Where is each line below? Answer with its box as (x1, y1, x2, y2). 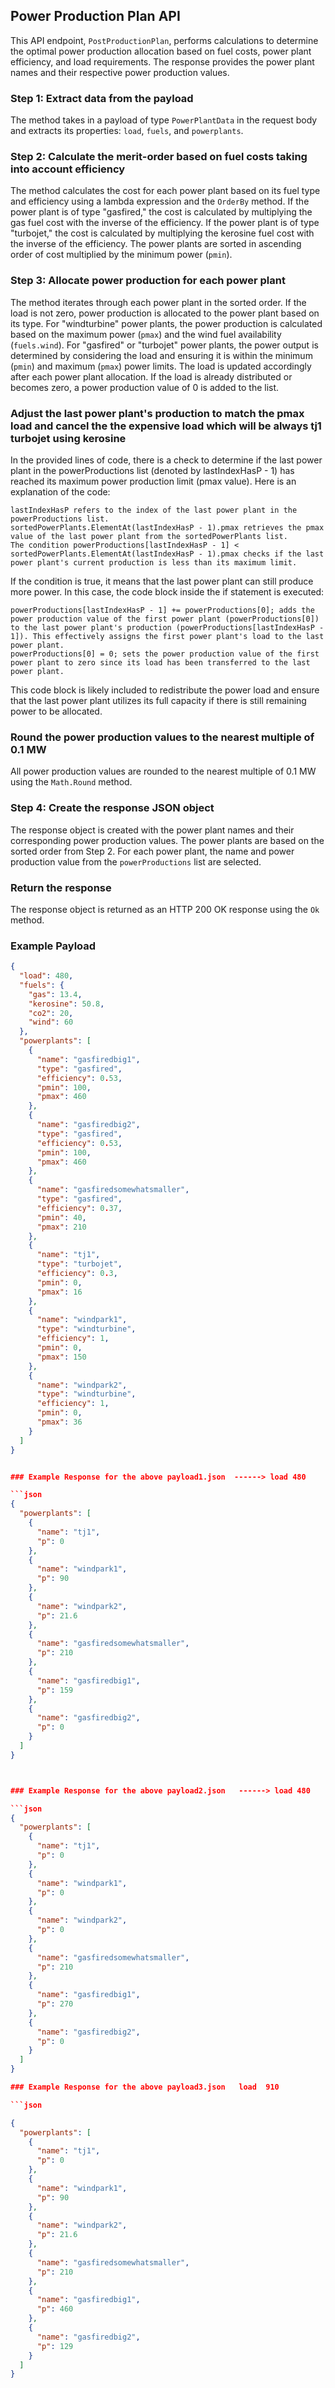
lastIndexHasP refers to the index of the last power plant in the (10, 505, 298, 515)
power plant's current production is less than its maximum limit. (10, 558, 298, 568)
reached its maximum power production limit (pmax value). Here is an (10, 475, 297, 487)
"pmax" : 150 (36, 1352, 87, 1362)
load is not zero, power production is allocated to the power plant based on (10, 307, 320, 319)
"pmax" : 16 (36, 1287, 83, 1297)
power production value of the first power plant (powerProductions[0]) (10, 614, 320, 624)
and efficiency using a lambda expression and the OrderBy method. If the (10, 195, 310, 208)
